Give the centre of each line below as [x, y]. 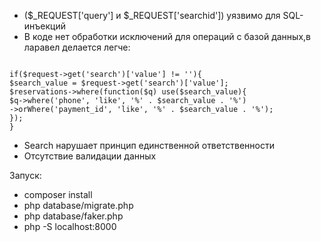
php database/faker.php [73, 216]
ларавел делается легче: [77, 47]
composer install [58, 194]
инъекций [44, 26]
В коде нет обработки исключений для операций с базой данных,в [167, 36]
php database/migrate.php [78, 205]
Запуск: [25, 175]
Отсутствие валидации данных [90, 156]
